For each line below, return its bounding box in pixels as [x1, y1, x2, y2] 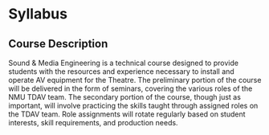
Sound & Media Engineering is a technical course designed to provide [8, 58, 239, 67]
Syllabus [8, 5, 68, 23]
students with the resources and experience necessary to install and [8, 67, 234, 76]
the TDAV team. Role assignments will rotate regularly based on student [8, 109, 246, 119]
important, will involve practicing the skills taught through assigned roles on [8, 101, 259, 110]
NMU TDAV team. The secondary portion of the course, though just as [8, 92, 241, 101]
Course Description [8, 37, 108, 51]
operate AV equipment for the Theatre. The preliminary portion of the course [8, 76, 262, 84]
